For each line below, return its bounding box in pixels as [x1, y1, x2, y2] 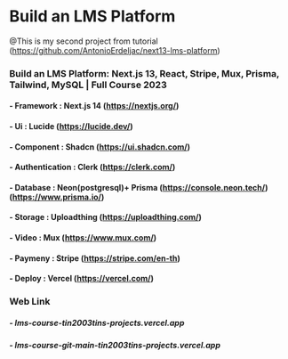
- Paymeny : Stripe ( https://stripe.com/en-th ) [9, 252, 180, 264]
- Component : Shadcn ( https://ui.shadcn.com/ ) [9, 141, 191, 152]
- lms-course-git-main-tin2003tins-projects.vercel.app [9, 340, 220, 351]
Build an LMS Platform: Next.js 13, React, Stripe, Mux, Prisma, [9, 67, 280, 79]
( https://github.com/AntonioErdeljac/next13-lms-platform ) [9, 45, 220, 55]
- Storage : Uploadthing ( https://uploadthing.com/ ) [9, 212, 203, 223]
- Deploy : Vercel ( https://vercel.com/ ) [9, 273, 154, 284]
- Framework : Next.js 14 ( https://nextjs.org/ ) [9, 101, 180, 111]
